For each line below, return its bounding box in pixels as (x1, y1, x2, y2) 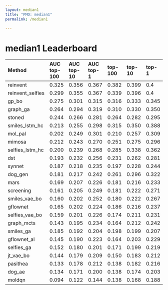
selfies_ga (7, 244, 31, 251)
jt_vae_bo (7, 252, 30, 259)
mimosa (7, 138, 26, 145)
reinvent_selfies (7, 89, 45, 96)
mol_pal (7, 130, 26, 137)
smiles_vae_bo (7, 195, 42, 202)
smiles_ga (7, 228, 31, 235)
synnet (7, 163, 24, 170)
